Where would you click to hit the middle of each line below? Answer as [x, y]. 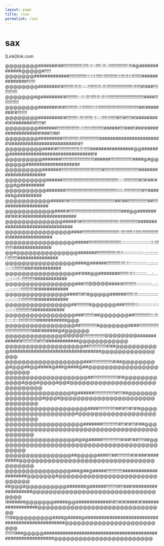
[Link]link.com [19, 56]
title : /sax [17, 14]
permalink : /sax [21, 19]
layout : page [18, 10]
